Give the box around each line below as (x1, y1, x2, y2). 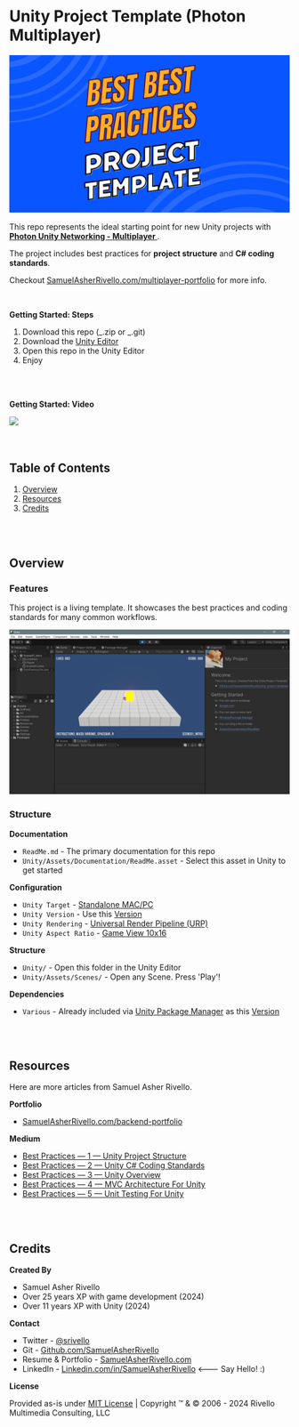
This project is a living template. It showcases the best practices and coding (9, 602, 287, 613)
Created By (9, 1265, 52, 1276)
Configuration (9, 882, 62, 892)
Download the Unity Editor (21, 336, 119, 347)
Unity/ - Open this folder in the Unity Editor (21, 962, 182, 972)
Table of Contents (9, 460, 111, 475)
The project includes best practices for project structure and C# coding (9, 248, 275, 259)
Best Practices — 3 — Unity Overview (21, 1170, 162, 1181)
